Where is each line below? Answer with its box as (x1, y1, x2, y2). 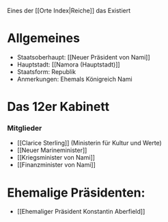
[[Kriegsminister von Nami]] (16, 153, 96, 162)
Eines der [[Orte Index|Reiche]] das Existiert (7, 7, 131, 14)
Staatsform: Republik (16, 67, 76, 75)
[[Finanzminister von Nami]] (16, 161, 96, 169)
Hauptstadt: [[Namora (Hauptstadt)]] (16, 60, 121, 69)
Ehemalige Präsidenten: (7, 185, 145, 200)
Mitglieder (7, 123, 42, 133)
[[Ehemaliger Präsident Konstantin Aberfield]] (16, 208, 145, 216)
